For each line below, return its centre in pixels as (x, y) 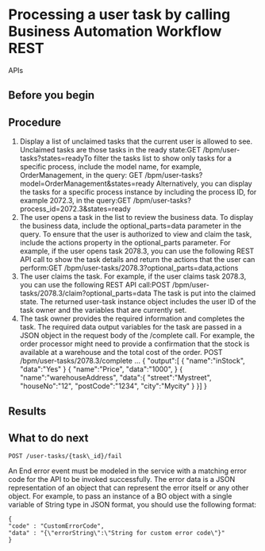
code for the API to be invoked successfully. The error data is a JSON (122, 480)
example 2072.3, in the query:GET (75, 201)
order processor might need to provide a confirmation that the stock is (134, 344)
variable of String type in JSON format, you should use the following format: (132, 505)
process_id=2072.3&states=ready (75, 209)
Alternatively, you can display (204, 183)
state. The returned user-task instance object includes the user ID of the (138, 302)
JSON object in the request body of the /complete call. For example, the (137, 336)
